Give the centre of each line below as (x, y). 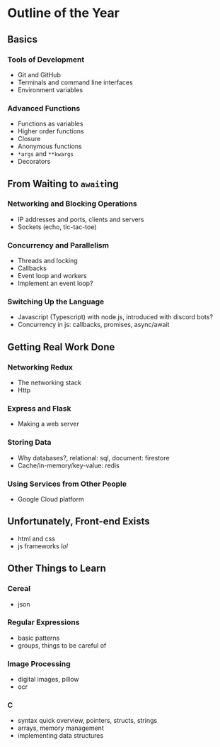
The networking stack (49, 383)
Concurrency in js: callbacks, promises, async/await (93, 325)
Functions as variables (50, 124)
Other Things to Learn (57, 569)
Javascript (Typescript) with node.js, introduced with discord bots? (115, 317)
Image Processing (39, 663)
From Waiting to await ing (63, 183)
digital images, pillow (48, 680)
